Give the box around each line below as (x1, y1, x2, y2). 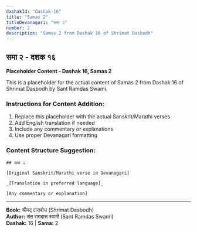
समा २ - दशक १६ (6, 52, 56, 62)
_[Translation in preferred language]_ (6, 180, 104, 186)
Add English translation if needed (14, 120, 95, 127)
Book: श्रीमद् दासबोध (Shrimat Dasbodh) (6, 206, 94, 213)
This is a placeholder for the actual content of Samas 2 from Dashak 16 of (6, 79, 184, 86)
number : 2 (6, 25, 30, 31)
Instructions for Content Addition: (6, 100, 104, 108)
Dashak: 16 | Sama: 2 (6, 219, 59, 226)
